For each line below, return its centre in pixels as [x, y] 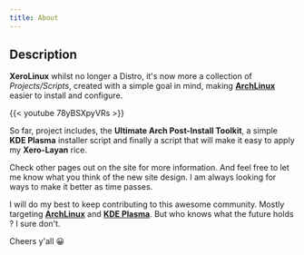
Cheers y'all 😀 [37, 241]
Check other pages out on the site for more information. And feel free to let [150, 168]
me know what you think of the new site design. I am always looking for [143, 177]
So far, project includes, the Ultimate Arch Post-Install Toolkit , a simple [144, 131]
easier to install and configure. [66, 95]
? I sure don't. [35, 224]
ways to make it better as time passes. [81, 187]
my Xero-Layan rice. [49, 150]
